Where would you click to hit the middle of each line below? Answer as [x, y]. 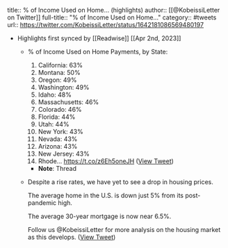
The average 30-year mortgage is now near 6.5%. [99, 216]
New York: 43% [60, 132]
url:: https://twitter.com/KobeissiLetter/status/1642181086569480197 [105, 25]
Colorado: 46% [60, 109]
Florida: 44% [57, 117]
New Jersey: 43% [64, 154]
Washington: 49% [64, 87]
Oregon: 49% [57, 80]
